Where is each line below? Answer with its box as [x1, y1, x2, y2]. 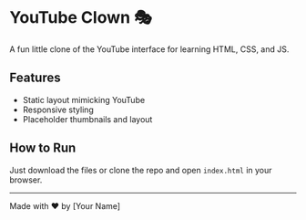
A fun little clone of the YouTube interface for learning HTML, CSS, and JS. [9, 43, 290, 55]
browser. [9, 174, 43, 185]
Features [9, 70, 61, 86]
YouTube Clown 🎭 [9, 7, 153, 28]
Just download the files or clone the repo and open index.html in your [9, 164, 272, 175]
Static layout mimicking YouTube [22, 94, 146, 105]
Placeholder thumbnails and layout [22, 113, 153, 124]
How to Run [9, 141, 76, 156]
